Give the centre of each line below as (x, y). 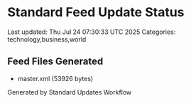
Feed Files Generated (55, 62)
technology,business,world (47, 39)
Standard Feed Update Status (96, 12)
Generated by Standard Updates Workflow (70, 92)
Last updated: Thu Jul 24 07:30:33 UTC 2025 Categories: (92, 32)
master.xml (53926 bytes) (55, 78)
